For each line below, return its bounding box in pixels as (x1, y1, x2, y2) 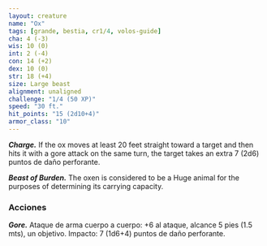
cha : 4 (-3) (8, 34, 49, 43)
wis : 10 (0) (8, 42, 49, 50)
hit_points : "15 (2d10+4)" (8, 110, 100, 119)
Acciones (8, 201, 47, 213)
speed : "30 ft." (8, 102, 63, 110)
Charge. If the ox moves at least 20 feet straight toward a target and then (8, 140, 254, 149)
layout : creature (8, 11, 67, 20)
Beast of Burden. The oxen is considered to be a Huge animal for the (8, 172, 239, 183)
